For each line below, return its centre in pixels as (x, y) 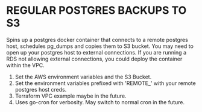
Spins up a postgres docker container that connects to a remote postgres (97, 40)
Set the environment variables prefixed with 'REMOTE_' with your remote (105, 83)
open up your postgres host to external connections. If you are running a (96, 52)
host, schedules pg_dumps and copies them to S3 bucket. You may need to (100, 46)
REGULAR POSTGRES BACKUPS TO (96, 10)
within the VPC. (26, 65)
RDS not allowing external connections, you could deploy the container (94, 59)
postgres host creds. (41, 89)
